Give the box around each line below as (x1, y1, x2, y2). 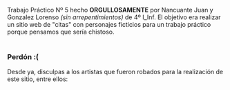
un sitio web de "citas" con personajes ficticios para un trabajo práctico (7, 21, 211, 28)
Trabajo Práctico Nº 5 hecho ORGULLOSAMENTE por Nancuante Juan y (7, 6, 213, 14)
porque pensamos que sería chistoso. (7, 27, 115, 36)
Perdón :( (7, 52, 39, 61)
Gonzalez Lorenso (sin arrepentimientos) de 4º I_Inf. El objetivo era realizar (7, 13, 221, 21)
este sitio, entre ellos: (7, 75, 68, 83)
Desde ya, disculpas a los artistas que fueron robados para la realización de (7, 68, 223, 76)
